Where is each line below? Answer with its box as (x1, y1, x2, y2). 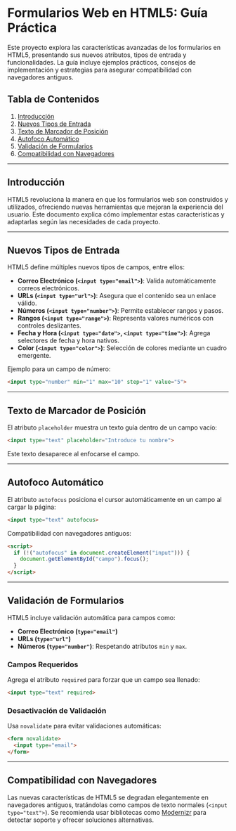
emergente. (17, 352, 51, 360)
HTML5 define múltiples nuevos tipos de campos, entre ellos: (7, 263, 185, 271)
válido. (17, 299, 37, 307)
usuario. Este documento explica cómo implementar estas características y (7, 210, 225, 219)
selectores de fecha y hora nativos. (17, 336, 120, 345)
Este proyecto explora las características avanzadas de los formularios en (7, 43, 221, 51)
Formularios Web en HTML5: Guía (7, 5, 209, 21)
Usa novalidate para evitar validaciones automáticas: (7, 722, 162, 730)
